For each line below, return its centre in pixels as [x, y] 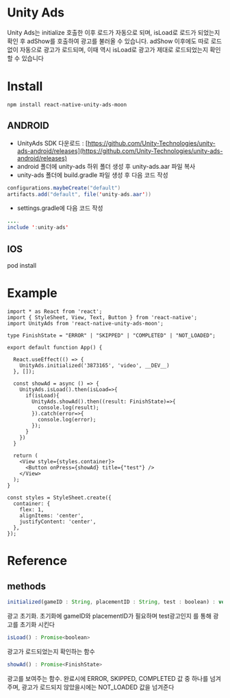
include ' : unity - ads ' [38, 228]
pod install [22, 265]
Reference [37, 561]
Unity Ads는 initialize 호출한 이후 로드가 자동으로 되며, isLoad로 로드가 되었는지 [114, 32]
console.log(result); [68, 407]
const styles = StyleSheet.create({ [59, 498]
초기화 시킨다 [37, 624]
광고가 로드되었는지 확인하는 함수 [51, 651]
